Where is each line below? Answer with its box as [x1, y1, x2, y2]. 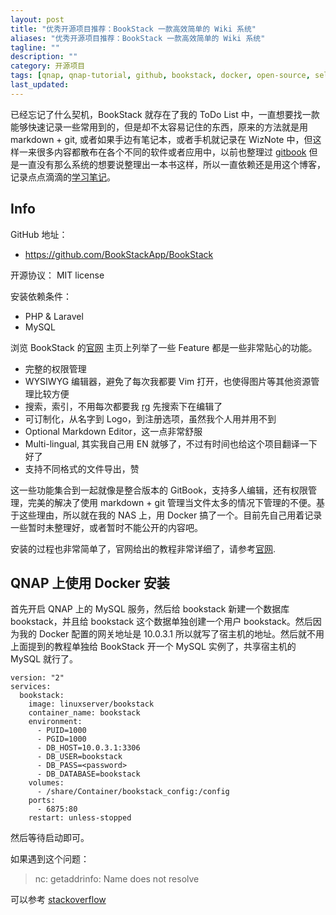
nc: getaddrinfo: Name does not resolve [34, 873, 200, 885]
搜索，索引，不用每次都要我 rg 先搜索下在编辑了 [24, 400, 223, 412]
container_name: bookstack [28, 708, 141, 718]
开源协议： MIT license [10, 269, 105, 281]
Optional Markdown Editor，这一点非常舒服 [24, 425, 203, 437]
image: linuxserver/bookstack [28, 699, 155, 710]
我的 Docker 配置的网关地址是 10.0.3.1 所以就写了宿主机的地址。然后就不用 [18, 628, 325, 640]
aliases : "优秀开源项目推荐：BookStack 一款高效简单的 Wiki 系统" [10, 33, 266, 43]
